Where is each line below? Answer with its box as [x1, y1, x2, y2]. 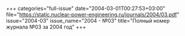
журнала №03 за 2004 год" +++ [6, 23, 86, 30]
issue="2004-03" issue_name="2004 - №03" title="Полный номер [6, 17, 170, 24]
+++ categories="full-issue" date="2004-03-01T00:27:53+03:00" [6, 5, 166, 12]
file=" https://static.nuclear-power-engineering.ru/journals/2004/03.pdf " [6, 11, 180, 18]
